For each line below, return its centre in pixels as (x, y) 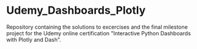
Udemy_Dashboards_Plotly (76, 10)
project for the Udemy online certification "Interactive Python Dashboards (99, 33)
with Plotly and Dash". (34, 39)
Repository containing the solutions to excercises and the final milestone (97, 27)
